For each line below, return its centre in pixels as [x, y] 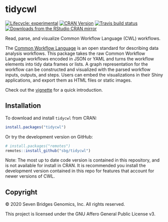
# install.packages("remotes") [38, 146]
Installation [23, 106]
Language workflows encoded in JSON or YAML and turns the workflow [80, 58]
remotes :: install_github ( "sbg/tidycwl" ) [48, 151]
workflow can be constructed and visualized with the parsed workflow [78, 69]
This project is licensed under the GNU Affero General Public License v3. [80, 214]
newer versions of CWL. [30, 176]
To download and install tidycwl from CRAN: [51, 118]
